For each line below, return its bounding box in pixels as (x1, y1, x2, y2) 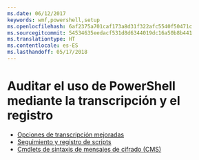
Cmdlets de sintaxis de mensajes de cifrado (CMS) (17, 145, 162, 153)
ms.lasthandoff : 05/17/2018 (7, 49, 88, 56)
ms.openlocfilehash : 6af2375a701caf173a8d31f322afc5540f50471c (7, 23, 193, 30)
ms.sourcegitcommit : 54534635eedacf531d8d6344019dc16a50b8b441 (7, 29, 193, 37)
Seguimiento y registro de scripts (17, 137, 112, 146)
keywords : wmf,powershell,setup (7, 17, 100, 23)
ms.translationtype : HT (7, 36, 76, 43)
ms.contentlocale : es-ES (7, 42, 78, 49)
